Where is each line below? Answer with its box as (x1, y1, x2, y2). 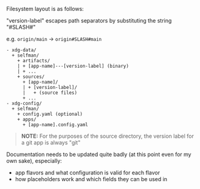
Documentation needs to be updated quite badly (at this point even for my (6, 151, 191, 158)
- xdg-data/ (6, 47, 36, 53)
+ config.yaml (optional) (17, 111, 83, 117)
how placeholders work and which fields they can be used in (15, 176, 168, 182)
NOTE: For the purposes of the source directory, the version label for (21, 132, 195, 140)
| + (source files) (22, 90, 78, 96)
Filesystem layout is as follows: (6, 5, 84, 12)
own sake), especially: (6, 157, 62, 164)
